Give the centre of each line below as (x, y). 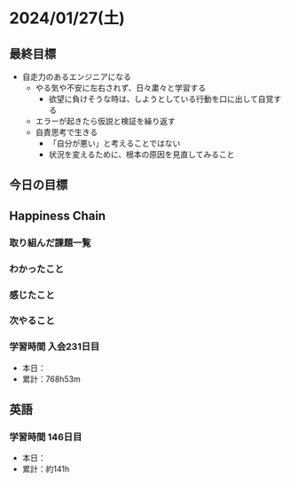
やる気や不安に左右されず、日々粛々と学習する (121, 88)
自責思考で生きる (67, 132)
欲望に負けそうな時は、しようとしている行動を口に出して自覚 (161, 99)
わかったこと (37, 269)
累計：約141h (46, 469)
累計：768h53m (51, 379)
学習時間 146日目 (46, 438)
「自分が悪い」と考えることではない (114, 143)
